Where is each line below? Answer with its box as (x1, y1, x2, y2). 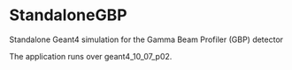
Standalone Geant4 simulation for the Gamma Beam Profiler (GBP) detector (9, 34, 284, 45)
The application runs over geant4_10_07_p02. (9, 51, 173, 61)
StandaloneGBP (9, 5, 127, 25)
